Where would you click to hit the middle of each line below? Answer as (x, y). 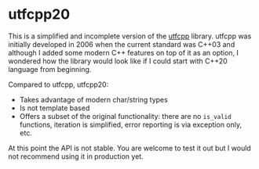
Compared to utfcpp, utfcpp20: (58, 84)
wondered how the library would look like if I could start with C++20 (118, 61)
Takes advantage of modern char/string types (94, 99)
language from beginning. (50, 69)
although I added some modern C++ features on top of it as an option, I (124, 52)
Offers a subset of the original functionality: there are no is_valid (125, 116)
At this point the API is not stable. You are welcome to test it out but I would (129, 148)
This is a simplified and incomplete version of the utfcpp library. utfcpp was (130, 36)
